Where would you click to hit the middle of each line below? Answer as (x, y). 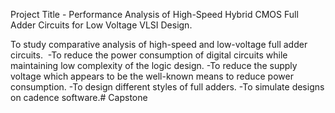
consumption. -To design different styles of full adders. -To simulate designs (167, 87)
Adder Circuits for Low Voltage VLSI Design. (101, 25)
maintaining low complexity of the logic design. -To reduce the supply (154, 65)
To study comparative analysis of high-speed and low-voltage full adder (159, 44)
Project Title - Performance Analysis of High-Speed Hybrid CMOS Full (154, 14)
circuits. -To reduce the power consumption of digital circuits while (149, 55)
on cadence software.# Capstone (79, 97)
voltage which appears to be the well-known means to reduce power (152, 76)
